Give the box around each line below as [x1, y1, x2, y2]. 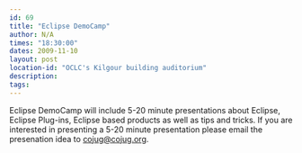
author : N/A [9, 30, 54, 39]
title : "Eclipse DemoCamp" [9, 22, 111, 31]
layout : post [9, 55, 58, 64]
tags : [9, 80, 30, 89]
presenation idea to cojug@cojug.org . [9, 133, 149, 144]
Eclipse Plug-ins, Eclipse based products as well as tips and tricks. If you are [9, 114, 293, 125]
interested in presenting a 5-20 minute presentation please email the [9, 123, 263, 135]
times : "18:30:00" [9, 38, 78, 48]
